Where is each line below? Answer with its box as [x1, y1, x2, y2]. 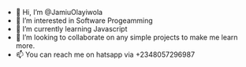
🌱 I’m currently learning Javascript [15, 24, 128, 33]
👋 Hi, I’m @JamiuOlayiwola [15, 8, 103, 17]
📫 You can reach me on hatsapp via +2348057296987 [15, 50, 196, 59]
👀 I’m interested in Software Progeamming [15, 16, 154, 25]
